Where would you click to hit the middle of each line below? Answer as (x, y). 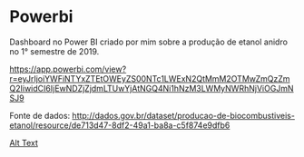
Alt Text (24, 142)
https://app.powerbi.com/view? (68, 69)
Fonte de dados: (40, 115)
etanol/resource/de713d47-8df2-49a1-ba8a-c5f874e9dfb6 (120, 125)
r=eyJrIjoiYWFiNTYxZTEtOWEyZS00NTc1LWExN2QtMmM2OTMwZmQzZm (150, 78)
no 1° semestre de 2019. (54, 51)
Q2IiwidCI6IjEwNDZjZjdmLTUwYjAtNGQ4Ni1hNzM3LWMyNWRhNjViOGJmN (152, 88)
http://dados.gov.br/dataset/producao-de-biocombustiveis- (183, 115)
